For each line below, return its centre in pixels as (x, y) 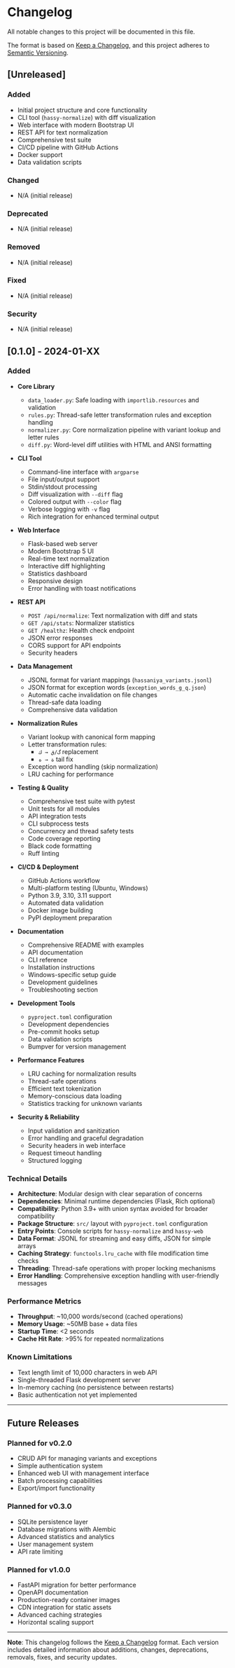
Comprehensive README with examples (86, 945)
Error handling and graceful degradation (86, 1138)
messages (32, 1283)
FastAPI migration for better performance (77, 1585)
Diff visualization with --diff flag (76, 494)
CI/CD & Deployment (48, 867)
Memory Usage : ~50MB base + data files (77, 1324)
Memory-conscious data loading (75, 1096)
